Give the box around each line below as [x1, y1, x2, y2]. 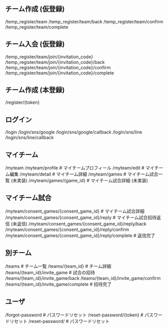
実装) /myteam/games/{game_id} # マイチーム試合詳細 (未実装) [17, 178, 148, 184]
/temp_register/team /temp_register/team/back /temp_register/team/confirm [5, 18, 163, 24]
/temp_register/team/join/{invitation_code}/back [5, 59, 105, 65]
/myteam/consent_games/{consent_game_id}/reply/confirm [5, 226, 130, 232]
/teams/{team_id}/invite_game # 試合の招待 [5, 269, 95, 275]
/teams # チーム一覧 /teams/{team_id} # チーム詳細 [5, 263, 111, 269]
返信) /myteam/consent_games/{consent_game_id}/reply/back [17, 221, 147, 227]
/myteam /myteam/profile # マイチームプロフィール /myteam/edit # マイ [5, 165, 155, 171]
